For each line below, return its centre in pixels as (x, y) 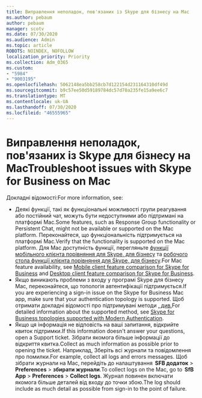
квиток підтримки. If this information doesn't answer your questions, (100, 331)
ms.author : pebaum (29, 17)
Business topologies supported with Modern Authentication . (89, 318)
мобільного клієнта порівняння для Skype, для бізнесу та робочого (101, 254)
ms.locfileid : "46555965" (38, 113)
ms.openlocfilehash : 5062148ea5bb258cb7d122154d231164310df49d (87, 85)
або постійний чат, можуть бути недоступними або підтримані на (99, 216)
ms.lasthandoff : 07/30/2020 (41, 107)
